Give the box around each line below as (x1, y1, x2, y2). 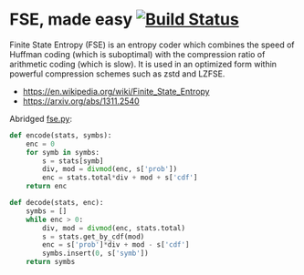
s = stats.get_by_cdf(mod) (42, 232, 145, 241)
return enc (26, 182, 68, 191)
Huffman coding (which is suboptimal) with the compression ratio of (9, 48, 266, 59)
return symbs (26, 258, 76, 267)
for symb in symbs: (26, 148, 100, 157)
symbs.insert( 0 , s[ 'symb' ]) (42, 249, 149, 259)
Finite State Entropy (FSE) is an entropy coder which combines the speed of (9, 39, 295, 50)
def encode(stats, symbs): (9, 130, 112, 140)
